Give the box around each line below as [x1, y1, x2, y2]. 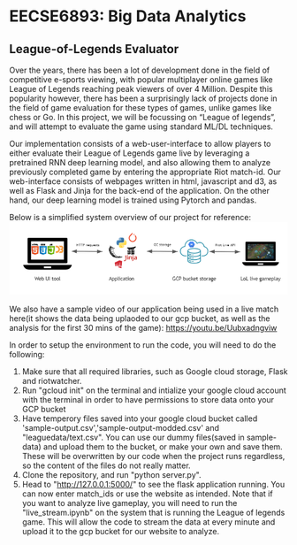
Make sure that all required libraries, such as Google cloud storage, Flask [21, 366, 288, 377]
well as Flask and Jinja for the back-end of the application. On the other [9, 186, 270, 196]
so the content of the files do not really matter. [21, 460, 192, 471]
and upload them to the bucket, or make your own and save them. [42, 441, 283, 452]
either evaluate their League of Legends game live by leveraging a [9, 148, 250, 158]
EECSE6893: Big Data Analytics [9, 6, 247, 27]
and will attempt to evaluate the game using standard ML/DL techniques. [9, 121, 274, 132]
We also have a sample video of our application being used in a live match [9, 303, 279, 315]
